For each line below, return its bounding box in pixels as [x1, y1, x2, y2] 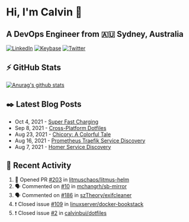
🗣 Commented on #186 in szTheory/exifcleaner [14, 192, 132, 199]
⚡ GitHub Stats [6, 62, 61, 73]
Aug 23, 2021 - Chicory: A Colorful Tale [14, 131, 111, 138]
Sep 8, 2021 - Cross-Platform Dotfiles [14, 124, 107, 131]
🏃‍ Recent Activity [6, 160, 72, 171]
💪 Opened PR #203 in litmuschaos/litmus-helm [14, 176, 129, 183]
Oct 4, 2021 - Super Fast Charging [14, 118, 99, 125]
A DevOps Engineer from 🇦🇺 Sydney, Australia [6, 29, 184, 39]
